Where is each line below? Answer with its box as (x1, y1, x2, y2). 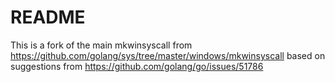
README (10, 6, 86, 29)
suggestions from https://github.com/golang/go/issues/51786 (10, 60, 264, 72)
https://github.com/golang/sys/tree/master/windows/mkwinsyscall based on (10, 49, 326, 61)
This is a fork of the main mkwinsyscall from (10, 39, 193, 51)
